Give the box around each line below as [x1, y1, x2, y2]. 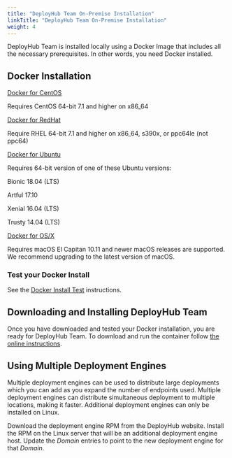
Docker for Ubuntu [7, 150, 61, 159]
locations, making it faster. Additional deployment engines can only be [7, 401, 210, 409]
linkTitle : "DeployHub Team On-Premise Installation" [7, 17, 168, 24]
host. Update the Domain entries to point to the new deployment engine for [7, 436, 224, 445]
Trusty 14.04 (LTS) [7, 218, 61, 227]
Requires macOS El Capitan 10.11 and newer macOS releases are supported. [7, 245, 225, 254]
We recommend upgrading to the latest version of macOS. [7, 252, 175, 261]
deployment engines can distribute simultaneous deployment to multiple [7, 393, 215, 402]
